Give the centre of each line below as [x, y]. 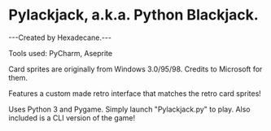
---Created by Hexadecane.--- [60, 37]
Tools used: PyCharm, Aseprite [60, 53]
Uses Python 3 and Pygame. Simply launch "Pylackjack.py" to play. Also [129, 109]
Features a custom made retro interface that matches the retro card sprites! [135, 93]
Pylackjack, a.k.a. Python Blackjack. [133, 15]
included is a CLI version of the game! [72, 118]
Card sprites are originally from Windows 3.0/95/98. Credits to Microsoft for [135, 69]
